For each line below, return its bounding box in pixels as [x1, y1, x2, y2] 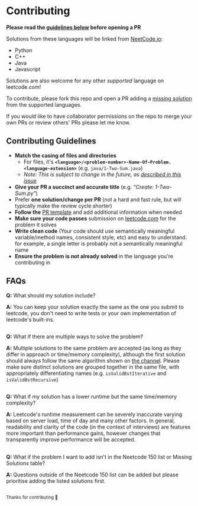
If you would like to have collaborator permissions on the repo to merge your [6, 113, 192, 120]
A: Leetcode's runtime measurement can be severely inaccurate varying [6, 411, 182, 418]
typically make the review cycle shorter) [14, 202, 112, 209]
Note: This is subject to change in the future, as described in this [23, 171, 181, 178]
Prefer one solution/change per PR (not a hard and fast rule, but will [14, 196, 181, 203]
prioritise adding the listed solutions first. [6, 477, 106, 484]
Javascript [14, 65, 41, 72]
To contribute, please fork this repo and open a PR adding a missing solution [6, 95, 192, 102]
